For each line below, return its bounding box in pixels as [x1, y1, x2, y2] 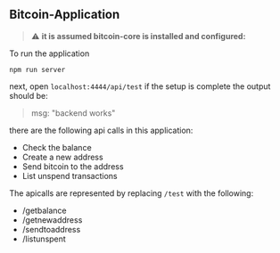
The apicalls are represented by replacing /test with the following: [9, 187, 254, 199]
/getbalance [21, 205, 67, 216]
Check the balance [21, 142, 92, 152]
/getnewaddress [21, 214, 83, 225]
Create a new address [21, 151, 104, 162]
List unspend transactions [21, 170, 118, 181]
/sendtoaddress [21, 224, 81, 234]
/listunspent [21, 233, 67, 244]
